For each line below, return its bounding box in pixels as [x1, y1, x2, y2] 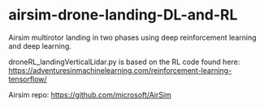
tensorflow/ [8, 74, 47, 84]
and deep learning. [8, 41, 71, 50]
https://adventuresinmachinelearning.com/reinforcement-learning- [8, 65, 232, 75]
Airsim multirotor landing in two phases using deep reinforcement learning [8, 32, 258, 42]
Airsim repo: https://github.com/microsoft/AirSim [8, 89, 172, 99]
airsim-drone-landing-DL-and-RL [8, 6, 238, 24]
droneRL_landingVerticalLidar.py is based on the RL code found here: [8, 57, 240, 67]
